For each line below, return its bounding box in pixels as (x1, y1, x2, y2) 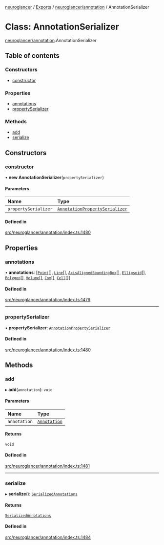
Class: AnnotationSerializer (5, 22, 120, 32)
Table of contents (5, 51, 60, 60)
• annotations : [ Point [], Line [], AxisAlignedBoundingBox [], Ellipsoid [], (5, 270, 146, 275)
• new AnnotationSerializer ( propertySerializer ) (5, 174, 104, 180)
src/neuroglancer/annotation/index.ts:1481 (5, 463, 90, 469)
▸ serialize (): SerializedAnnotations (5, 491, 78, 497)
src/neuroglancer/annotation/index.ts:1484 (5, 534, 91, 540)
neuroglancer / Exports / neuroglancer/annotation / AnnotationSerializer (5, 4, 150, 10)
